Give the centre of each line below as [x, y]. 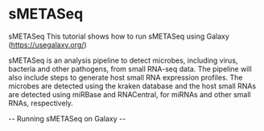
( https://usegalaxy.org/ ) [47, 44]
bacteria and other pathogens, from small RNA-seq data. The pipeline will [130, 68]
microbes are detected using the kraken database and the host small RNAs [132, 86]
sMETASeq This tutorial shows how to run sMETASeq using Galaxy [119, 36]
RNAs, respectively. [41, 103]
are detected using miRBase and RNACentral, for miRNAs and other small [130, 94]
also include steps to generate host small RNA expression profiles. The [126, 77]
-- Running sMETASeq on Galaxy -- [67, 118]
